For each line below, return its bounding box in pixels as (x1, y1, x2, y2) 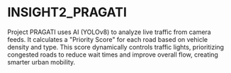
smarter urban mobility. (7, 57, 76, 66)
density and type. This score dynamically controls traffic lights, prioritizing (7, 43, 225, 51)
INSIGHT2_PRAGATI (7, 4, 128, 21)
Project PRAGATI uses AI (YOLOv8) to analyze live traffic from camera (7, 28, 211, 36)
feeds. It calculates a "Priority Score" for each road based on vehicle (7, 35, 208, 43)
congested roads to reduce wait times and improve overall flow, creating (7, 50, 218, 59)
